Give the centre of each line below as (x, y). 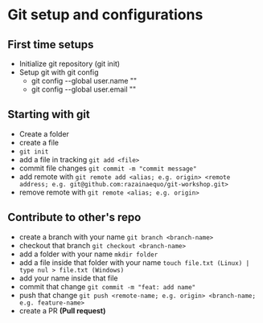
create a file (39, 142)
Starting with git (49, 114)
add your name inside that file (68, 278)
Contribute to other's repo (74, 217)
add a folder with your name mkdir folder (88, 254)
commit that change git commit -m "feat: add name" (107, 286)
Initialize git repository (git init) (70, 63)
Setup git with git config (59, 72)
